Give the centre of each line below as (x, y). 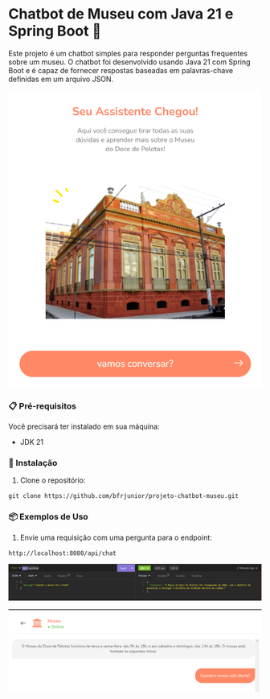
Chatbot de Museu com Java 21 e (121, 14)
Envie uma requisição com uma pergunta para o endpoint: (116, 537)
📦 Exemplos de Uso (48, 517)
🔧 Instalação (33, 463)
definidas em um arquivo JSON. (61, 79)
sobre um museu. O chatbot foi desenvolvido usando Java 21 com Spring (129, 62)
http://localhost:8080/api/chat (62, 553)
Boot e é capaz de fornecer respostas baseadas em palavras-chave (121, 70)
